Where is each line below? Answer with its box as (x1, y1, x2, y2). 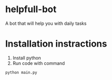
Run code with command (12, 60, 65, 66)
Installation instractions (5, 38, 107, 50)
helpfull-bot (5, 4, 57, 15)
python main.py (5, 70, 38, 75)
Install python (12, 55, 42, 61)
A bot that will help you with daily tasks (5, 20, 87, 26)
